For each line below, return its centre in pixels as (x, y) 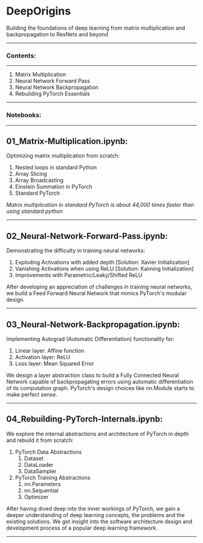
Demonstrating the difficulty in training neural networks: (76, 251)
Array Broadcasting (39, 180)
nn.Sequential (41, 490)
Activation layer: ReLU (43, 357)
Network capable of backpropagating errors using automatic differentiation (100, 382)
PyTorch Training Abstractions (53, 477)
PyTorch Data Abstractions (48, 452)
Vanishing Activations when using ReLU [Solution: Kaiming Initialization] (104, 269)
